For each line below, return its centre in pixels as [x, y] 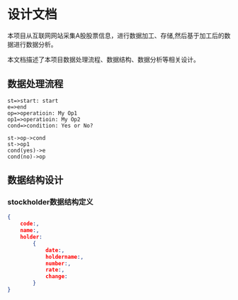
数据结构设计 [35, 180]
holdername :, [64, 257]
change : [57, 277]
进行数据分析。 [35, 44]
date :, [55, 250]
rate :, [55, 270]
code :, [30, 224]
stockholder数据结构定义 [50, 202]
